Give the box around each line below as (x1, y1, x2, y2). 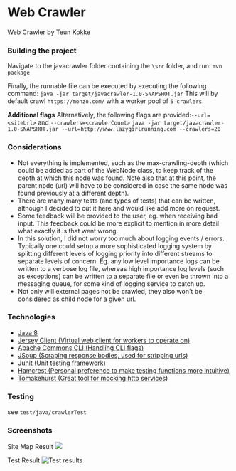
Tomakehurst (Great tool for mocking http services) (17, 374, 168, 382)
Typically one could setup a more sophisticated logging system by (17, 241, 212, 250)
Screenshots (7, 425, 53, 435)
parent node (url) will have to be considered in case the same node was (17, 181, 228, 189)
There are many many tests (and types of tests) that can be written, (17, 196, 215, 205)
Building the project (7, 46, 77, 55)
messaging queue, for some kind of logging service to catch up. (17, 279, 205, 288)
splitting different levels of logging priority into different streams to (17, 249, 213, 258)
